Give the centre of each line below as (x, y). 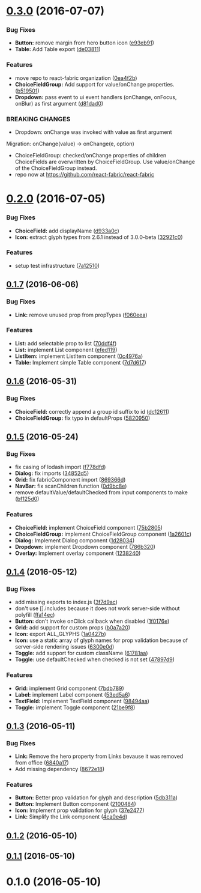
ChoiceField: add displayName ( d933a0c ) (67, 231)
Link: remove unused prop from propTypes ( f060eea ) (81, 315)
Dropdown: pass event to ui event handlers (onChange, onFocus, (96, 97)
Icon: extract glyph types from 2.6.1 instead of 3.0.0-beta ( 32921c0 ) (99, 237)
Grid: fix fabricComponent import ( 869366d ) (70, 480)
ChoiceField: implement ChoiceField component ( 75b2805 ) (89, 527)
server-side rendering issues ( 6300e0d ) (64, 647)
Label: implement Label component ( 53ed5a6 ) (72, 694)
